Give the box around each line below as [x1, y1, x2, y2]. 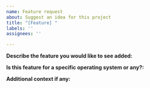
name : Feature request [6, 8, 63, 15]
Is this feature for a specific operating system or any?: [6, 64, 144, 71]
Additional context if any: [6, 76, 71, 83]
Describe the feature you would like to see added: [6, 52, 133, 59]
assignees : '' [6, 31, 42, 37]
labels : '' [6, 25, 34, 32]
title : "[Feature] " [6, 20, 58, 26]
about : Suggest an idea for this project [6, 14, 112, 20]
